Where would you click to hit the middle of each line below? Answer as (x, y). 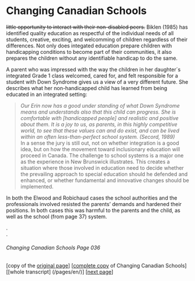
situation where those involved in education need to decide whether (102, 167)
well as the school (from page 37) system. (57, 216)
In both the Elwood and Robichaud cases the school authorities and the (92, 198)
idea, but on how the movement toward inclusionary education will (100, 149)
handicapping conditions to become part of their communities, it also (89, 52)
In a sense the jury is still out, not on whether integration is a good (100, 143)
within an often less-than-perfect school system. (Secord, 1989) (97, 136)
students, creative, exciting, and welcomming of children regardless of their (97, 39)
